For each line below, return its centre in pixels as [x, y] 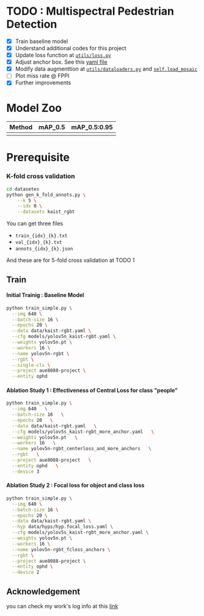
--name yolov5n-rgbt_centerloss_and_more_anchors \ [82, 449]
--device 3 [26, 471]
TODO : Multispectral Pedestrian [90, 11]
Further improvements [43, 83]
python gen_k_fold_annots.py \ [46, 195]
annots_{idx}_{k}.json [44, 249]
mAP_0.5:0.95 [92, 127]
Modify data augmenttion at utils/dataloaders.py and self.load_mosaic [106, 69]
